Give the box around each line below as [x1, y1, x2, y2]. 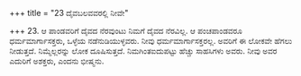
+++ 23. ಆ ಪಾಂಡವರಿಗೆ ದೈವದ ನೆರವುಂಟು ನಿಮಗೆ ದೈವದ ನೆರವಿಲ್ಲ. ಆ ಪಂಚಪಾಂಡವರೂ [9, 26, 243, 36]
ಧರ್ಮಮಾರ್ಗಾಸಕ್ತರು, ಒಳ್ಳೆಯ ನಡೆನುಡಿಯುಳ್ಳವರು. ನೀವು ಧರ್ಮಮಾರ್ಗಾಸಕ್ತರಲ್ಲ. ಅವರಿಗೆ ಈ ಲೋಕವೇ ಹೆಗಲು [9, 36, 293, 46]
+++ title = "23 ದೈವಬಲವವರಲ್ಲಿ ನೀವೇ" [9, 8, 129, 18]
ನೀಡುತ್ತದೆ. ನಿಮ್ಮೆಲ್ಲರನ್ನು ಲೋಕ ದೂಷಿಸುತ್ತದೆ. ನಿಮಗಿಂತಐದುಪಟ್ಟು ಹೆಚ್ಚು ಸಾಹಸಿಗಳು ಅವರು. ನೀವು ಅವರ [9, 46, 278, 56]
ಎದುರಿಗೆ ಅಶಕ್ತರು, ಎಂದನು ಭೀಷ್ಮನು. [9, 55, 105, 66]
